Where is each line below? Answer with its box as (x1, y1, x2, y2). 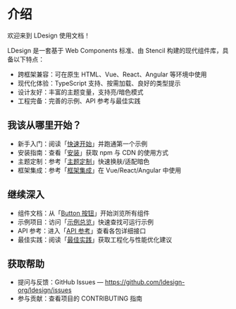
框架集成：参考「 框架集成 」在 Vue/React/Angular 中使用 (17, 165, 182, 174)
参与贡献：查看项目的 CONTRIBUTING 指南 (17, 294, 143, 303)
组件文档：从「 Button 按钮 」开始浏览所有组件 (17, 209, 150, 217)
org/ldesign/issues (17, 286, 72, 294)
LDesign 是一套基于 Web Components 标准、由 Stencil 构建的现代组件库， (7, 46, 223, 54)
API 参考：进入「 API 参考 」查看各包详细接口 (17, 226, 147, 235)
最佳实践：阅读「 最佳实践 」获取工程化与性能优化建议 (17, 235, 173, 244)
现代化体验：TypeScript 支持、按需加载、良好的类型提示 (17, 78, 181, 87)
